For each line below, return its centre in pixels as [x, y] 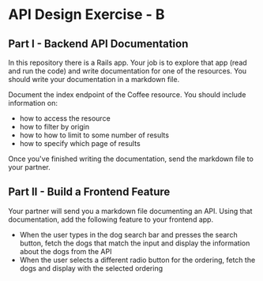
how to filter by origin [54, 127]
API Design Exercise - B [86, 15]
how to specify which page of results [80, 143]
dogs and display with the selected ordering [91, 268]
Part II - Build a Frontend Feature [89, 192]
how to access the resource [65, 118]
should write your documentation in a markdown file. [94, 79]
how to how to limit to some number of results [94, 135]
